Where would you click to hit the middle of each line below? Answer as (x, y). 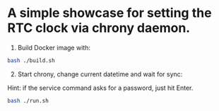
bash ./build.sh (31, 60)
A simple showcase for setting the (109, 13)
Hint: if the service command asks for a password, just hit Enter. (100, 88)
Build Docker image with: (54, 47)
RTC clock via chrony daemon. (99, 28)
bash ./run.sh (28, 100)
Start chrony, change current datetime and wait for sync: (100, 74)
